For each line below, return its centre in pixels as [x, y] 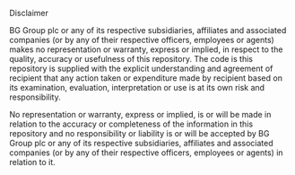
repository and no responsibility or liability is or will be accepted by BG [139, 133]
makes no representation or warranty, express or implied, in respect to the [146, 49]
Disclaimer [29, 13]
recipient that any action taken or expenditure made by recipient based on [146, 78]
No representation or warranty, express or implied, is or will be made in [140, 114]
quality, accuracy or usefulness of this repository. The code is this [131, 59]
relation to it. [32, 162]
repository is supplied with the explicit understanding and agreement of [141, 68]
